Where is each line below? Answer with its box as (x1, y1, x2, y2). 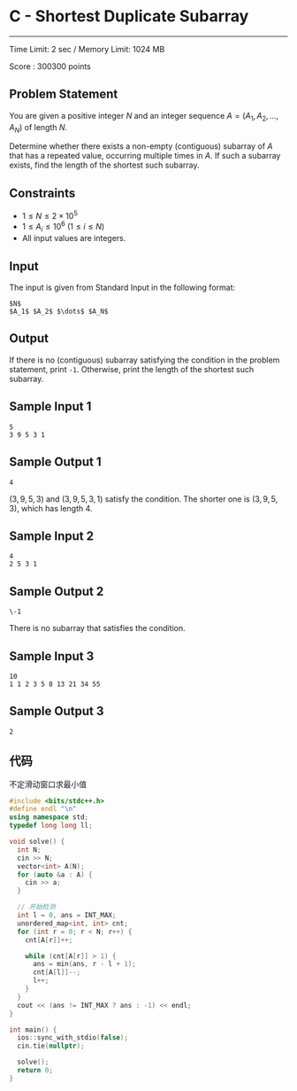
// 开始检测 (17, 902, 56, 912)
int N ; (17, 845, 42, 854)
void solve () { (9, 838, 65, 846)
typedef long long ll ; (9, 822, 93, 830)
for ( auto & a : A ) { (17, 870, 93, 879)
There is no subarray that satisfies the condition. (9, 623, 186, 634)
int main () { (9, 1025, 57, 1034)
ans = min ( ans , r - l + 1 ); (32, 960, 137, 969)
